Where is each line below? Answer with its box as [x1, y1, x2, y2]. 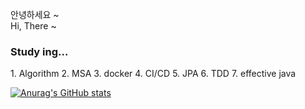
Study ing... [10, 44, 69, 58]
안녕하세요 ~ [10, 9, 60, 20]
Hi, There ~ [10, 20, 57, 32]
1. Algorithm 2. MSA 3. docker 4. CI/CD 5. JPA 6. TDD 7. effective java [10, 68, 297, 80]
